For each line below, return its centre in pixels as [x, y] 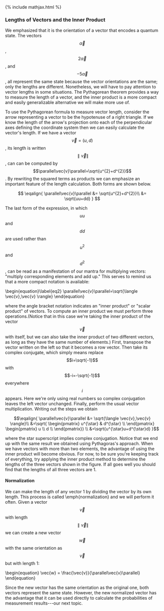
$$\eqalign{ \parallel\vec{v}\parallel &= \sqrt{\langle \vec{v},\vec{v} [82, 418]
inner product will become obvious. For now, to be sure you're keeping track [82, 454]
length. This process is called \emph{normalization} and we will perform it [80, 497]
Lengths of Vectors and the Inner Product [55, 20]
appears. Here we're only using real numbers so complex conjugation [75, 398]
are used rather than [26, 239]
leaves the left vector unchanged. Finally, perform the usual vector [72, 404]
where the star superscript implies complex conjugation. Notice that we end [82, 438]
